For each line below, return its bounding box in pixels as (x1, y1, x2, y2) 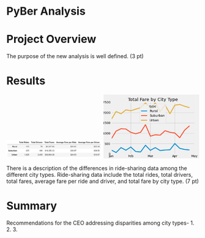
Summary (6, 199, 57, 212)
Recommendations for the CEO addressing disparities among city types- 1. (6, 219, 195, 226)
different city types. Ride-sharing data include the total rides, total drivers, (6, 171, 193, 178)
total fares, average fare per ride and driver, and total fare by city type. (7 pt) (6, 177, 199, 185)
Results (6, 74, 46, 88)
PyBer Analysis (6, 4, 86, 18)
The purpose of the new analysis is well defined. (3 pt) (6, 53, 144, 60)
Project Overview (6, 32, 97, 46)
